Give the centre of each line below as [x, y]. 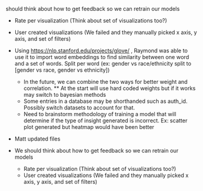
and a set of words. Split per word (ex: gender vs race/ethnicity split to [103, 64]
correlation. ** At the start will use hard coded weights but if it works [109, 88]
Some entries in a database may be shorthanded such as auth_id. [105, 101]
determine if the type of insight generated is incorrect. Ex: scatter [105, 120]
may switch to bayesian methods [65, 95]
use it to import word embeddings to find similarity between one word [102, 57]
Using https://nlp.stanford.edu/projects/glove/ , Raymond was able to [101, 50]
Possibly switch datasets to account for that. [79, 108]
